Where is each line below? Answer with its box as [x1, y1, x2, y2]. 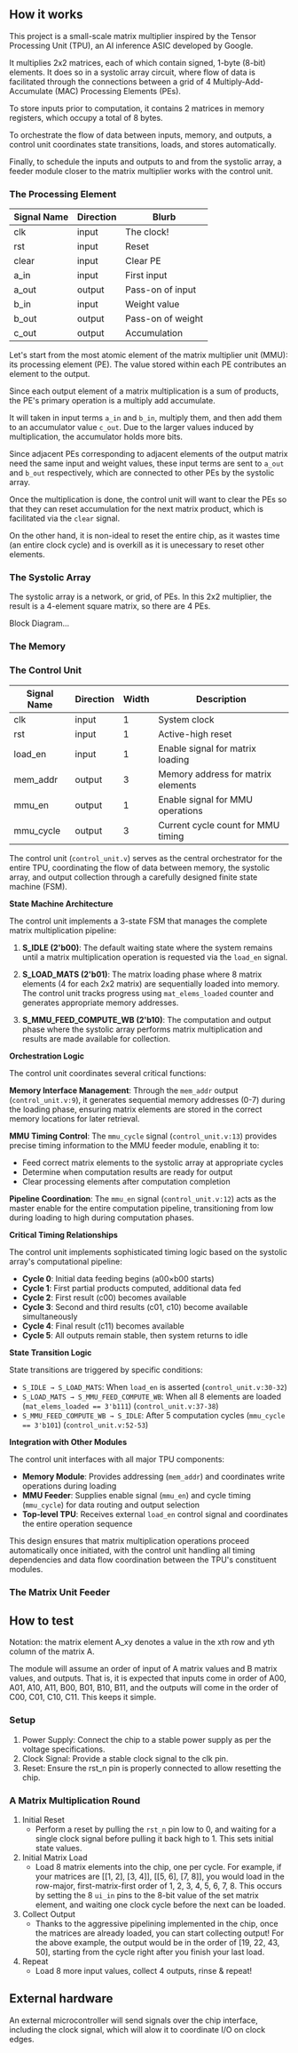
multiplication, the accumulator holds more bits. [9, 431, 184, 443]
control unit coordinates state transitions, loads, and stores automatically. [9, 139, 277, 149]
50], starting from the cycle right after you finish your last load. [35, 1946, 265, 1957]
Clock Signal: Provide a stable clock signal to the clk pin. [21, 1753, 229, 1763]
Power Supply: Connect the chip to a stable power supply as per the [21, 1734, 272, 1745]
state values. [35, 1842, 82, 1853]
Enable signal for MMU [158, 793, 253, 805]
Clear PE [125, 255, 161, 268]
